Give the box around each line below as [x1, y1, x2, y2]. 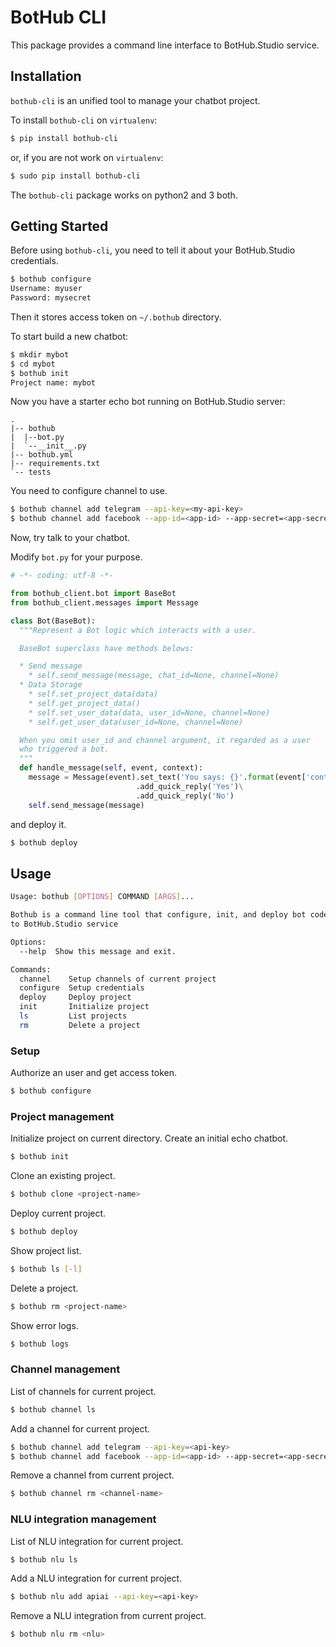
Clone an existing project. [10, 1170, 116, 1182]
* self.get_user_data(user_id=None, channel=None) [28, 717, 244, 727]
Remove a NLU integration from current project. [10, 1610, 207, 1622]
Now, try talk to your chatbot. [10, 532, 131, 544]
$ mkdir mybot [10, 349, 70, 360]
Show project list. [10, 1244, 82, 1256]
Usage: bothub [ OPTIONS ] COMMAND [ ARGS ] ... [10, 892, 195, 902]
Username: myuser [10, 284, 83, 294]
